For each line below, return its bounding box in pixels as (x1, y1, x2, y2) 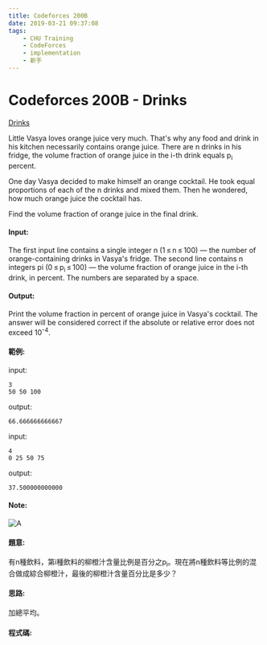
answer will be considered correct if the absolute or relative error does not (8, 317, 255, 327)
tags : (8, 27, 27, 35)
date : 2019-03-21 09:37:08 (8, 19, 99, 27)
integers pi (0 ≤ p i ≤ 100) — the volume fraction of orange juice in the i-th (8, 262, 249, 274)
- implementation (23, 49, 81, 57)
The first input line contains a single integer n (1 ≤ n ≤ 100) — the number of (8, 245, 257, 255)
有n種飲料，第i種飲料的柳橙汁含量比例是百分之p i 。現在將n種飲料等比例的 (8, 557, 250, 569)
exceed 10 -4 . (8, 326, 51, 337)
